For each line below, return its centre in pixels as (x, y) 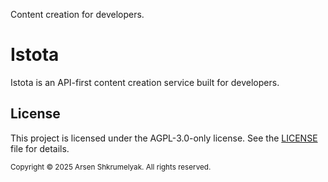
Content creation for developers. (77, 14)
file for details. (40, 148)
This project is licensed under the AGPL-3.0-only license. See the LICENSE (164, 138)
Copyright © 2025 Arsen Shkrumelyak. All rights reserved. (111, 167)
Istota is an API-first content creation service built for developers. (145, 82)
